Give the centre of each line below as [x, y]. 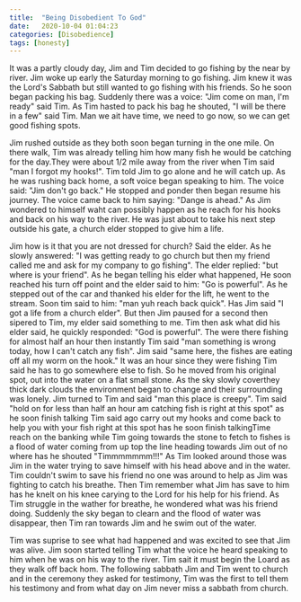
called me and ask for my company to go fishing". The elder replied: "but [144, 265]
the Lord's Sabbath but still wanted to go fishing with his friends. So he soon [150, 87]
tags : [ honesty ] [40, 43]
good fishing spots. [45, 126]
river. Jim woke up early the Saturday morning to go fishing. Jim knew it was [151, 78]
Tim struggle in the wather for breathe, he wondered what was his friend [144, 504]
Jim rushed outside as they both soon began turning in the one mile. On [142, 143]
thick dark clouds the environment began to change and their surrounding [146, 390]
